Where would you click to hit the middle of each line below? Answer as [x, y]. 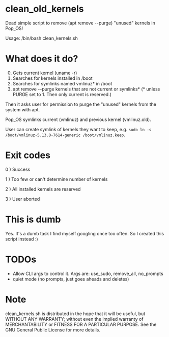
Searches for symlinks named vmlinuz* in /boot [62, 83]
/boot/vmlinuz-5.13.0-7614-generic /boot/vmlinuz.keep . [65, 135]
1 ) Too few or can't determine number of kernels [57, 179]
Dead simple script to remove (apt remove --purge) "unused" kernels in [80, 23]
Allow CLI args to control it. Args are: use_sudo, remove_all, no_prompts [88, 273]
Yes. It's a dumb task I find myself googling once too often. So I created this [85, 233]
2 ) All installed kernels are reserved [43, 189]
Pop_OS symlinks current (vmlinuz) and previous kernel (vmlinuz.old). [78, 119]
